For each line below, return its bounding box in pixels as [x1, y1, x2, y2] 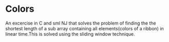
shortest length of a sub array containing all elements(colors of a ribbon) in [5, 25, 164, 31]
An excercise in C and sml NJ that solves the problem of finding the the [5, 20, 156, 26]
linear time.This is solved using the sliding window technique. [5, 31, 135, 37]
